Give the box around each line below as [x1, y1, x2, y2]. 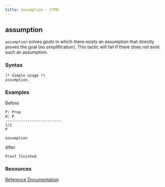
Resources [5, 165, 32, 172]
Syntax [5, 62, 23, 68]
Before [5, 100, 19, 106]
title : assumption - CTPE [5, 7, 59, 12]
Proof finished [5, 154, 37, 159]
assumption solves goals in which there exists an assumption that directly [5, 39, 155, 45]
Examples [5, 89, 30, 96]
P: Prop [5, 110, 21, 115]
